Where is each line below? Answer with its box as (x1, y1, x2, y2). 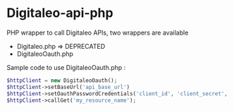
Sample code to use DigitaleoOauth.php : (6, 63, 126, 71)
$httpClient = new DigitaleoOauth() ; (6, 76, 118, 84)
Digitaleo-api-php (6, 5, 113, 21)
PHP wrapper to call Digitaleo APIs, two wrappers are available (6, 28, 189, 37)
